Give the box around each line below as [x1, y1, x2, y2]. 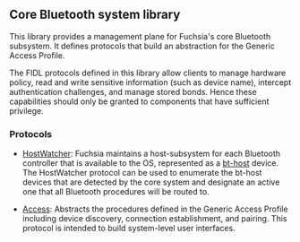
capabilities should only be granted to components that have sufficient [9, 96, 270, 107]
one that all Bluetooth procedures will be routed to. [21, 186, 210, 197]
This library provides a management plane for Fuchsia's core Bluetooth [9, 30, 271, 41]
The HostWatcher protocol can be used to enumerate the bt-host [21, 168, 262, 178]
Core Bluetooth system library [9, 7, 181, 22]
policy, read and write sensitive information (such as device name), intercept [9, 76, 292, 88]
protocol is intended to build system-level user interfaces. [21, 223, 236, 234]
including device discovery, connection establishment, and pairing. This [21, 213, 287, 224]
